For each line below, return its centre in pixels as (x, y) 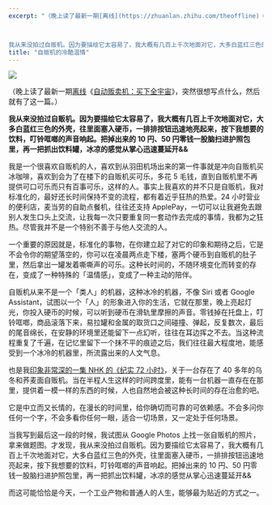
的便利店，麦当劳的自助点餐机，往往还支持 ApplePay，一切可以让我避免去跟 (135, 207)
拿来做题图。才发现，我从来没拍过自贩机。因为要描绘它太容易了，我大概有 (132, 445)
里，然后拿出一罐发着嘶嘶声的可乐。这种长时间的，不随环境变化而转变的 (129, 265)
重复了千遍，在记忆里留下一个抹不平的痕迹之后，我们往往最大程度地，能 (136, 343)
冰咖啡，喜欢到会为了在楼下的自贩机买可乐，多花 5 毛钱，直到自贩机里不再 (133, 177)
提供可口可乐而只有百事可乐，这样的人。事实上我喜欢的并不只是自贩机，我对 (136, 186)
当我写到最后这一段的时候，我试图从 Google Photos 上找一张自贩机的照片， (134, 435)
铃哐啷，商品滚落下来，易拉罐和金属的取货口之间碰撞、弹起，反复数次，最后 (136, 323)
